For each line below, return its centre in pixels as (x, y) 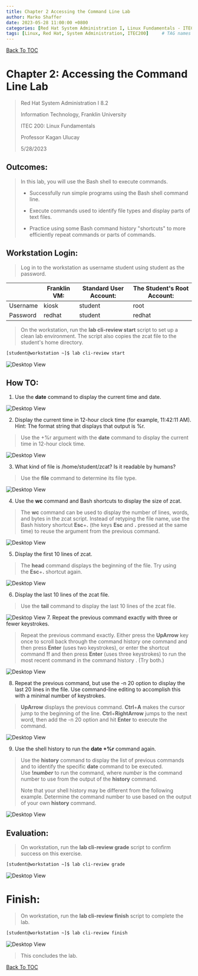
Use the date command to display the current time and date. (88, 397)
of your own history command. (58, 803)
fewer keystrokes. (28, 624)
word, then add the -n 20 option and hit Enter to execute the (94, 720)
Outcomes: (27, 167)
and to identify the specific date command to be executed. (92, 767)
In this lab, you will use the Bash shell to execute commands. (94, 181)
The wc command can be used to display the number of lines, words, (105, 512)
